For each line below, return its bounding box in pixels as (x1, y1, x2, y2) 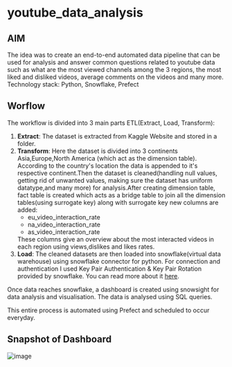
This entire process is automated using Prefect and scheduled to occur (7, 306, 210, 314)
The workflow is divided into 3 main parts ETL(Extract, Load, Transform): (7, 118, 215, 127)
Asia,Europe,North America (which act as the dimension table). (17, 154, 197, 162)
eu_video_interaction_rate (27, 213, 100, 221)
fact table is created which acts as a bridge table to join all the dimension (17, 190, 226, 199)
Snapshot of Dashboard (7, 334, 112, 346)
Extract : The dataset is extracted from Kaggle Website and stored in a (17, 132, 217, 140)
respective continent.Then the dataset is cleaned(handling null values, (17, 168, 218, 177)
